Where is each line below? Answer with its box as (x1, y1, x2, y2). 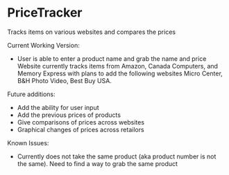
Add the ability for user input (17, 103, 99, 111)
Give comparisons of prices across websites (17, 118, 144, 126)
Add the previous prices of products (17, 111, 121, 119)
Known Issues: (7, 138, 49, 147)
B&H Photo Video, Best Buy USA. (17, 76, 112, 84)
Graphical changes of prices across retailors (17, 125, 144, 133)
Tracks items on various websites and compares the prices (7, 28, 176, 36)
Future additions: (7, 90, 56, 98)
